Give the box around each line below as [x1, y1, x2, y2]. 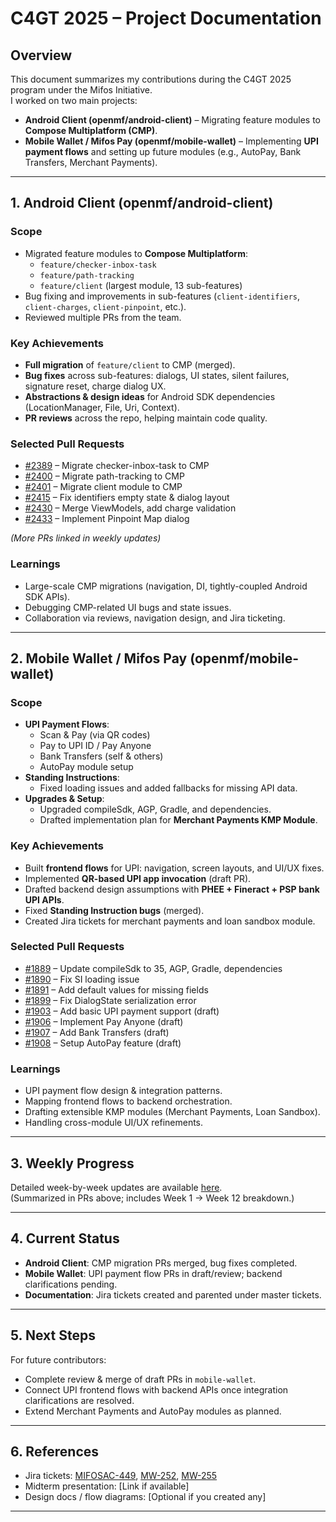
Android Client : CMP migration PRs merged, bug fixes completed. [24, 1257, 298, 1269]
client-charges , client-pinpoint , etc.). [24, 300, 187, 312]
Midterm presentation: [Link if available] [24, 1480, 190, 1492]
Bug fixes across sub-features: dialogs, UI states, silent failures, [24, 369, 290, 381]
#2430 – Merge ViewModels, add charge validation [24, 502, 237, 514]
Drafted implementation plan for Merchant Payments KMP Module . [39, 814, 318, 826]
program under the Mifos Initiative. [10, 84, 153, 96]
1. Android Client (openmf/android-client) [10, 195, 274, 212]
